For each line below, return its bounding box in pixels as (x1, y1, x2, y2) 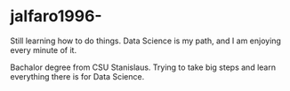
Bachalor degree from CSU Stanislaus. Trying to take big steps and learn (10, 62, 277, 72)
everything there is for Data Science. (10, 71, 145, 81)
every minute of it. (10, 44, 77, 55)
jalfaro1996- (10, 6, 102, 27)
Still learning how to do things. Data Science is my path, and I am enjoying (10, 35, 281, 46)
